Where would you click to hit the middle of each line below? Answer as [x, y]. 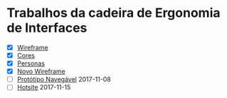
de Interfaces [47, 28]
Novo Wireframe [41, 71]
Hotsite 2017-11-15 [44, 87]
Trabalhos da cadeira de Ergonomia [114, 13]
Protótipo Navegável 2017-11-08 [64, 80]
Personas [31, 63]
